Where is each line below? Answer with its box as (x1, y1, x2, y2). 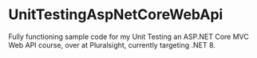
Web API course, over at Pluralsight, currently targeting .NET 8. (8, 40, 215, 49)
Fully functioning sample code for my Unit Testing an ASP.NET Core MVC (8, 32, 249, 41)
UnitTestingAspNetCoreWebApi (8, 6, 223, 24)
